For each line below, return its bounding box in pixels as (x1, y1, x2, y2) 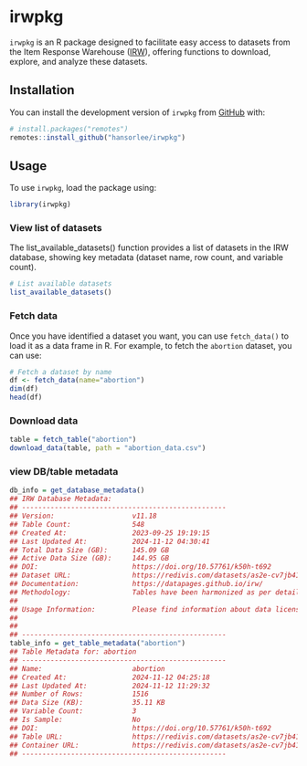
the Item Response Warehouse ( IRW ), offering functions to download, (9, 46, 271, 57)
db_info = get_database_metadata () (9, 486, 145, 495)
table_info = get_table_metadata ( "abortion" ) (9, 639, 185, 648)
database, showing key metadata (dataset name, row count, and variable (9, 252, 284, 263)
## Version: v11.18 (9, 511, 157, 520)
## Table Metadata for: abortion (9, 647, 137, 656)
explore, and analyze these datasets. (9, 56, 148, 67)
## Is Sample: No (9, 715, 142, 724)
